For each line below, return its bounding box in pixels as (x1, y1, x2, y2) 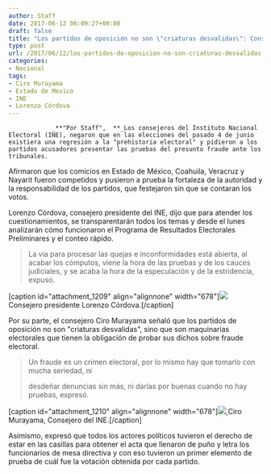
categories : (8, 57, 48, 65)
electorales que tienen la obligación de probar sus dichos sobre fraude (8, 333, 244, 343)
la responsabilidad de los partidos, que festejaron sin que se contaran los (8, 183, 252, 194)
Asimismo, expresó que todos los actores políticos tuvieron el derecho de (8, 431, 252, 441)
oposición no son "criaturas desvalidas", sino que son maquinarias (8, 325, 230, 334)
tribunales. (8, 153, 48, 161)
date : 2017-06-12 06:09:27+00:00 (8, 19, 121, 27)
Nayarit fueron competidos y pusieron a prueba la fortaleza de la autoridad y (8, 175, 263, 185)
